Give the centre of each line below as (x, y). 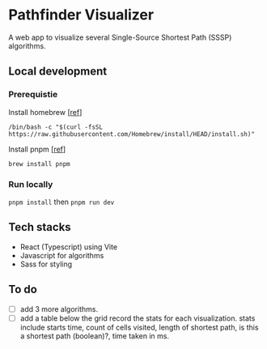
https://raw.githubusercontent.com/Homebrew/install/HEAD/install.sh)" (131, 134)
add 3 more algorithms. (59, 309)
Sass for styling (46, 264)
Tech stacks (40, 227)
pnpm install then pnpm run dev (61, 202)
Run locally (31, 184)
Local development (58, 72)
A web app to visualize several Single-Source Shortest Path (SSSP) (120, 37)
